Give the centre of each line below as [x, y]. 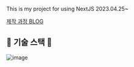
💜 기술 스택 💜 [29, 42]
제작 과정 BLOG [25, 21]
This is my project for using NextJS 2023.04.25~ [68, 9]
